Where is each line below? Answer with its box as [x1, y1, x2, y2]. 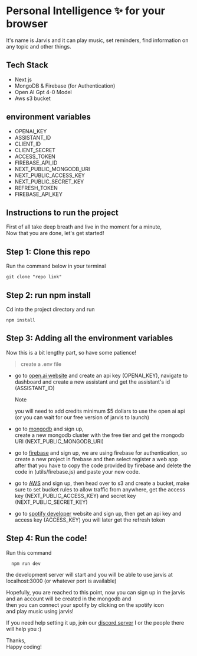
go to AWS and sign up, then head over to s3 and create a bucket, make [14, 480, 190, 487]
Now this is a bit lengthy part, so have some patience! [6, 349, 137, 356]
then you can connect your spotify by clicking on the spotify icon [6, 601, 164, 608]
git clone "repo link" [6, 274, 62, 280]
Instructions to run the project [6, 207, 119, 217]
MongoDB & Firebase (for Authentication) [14, 82, 116, 89]
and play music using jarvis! [6, 607, 74, 615]
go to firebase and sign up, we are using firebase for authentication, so [14, 449, 188, 456]
